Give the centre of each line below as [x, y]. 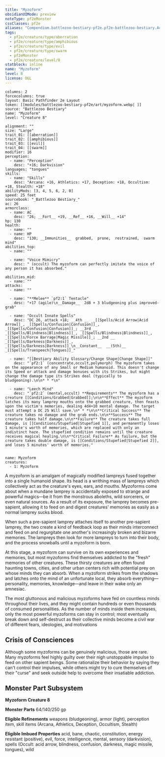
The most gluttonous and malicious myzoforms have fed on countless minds [82, 598]
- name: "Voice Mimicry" [35, 260]
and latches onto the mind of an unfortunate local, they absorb [68, 578]
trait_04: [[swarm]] [26, 148]
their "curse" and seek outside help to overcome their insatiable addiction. [80, 673]
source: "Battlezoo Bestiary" [36, 109]
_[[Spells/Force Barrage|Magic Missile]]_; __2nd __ [60, 337]
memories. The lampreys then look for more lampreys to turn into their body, [82, 537]
